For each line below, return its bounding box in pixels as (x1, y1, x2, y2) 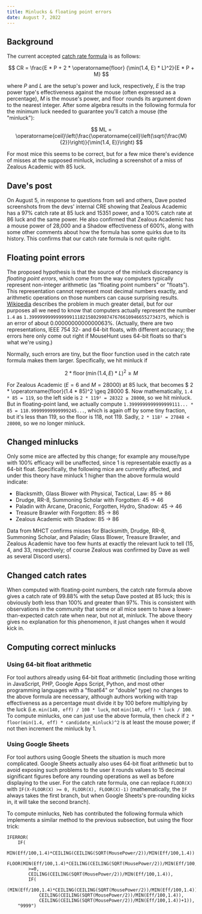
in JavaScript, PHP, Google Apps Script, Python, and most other (7, 680, 165, 687)
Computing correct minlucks (7, 642, 116, 652)
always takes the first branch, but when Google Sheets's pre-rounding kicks (7, 792, 195, 799)
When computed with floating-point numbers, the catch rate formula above (7, 586, 192, 593)
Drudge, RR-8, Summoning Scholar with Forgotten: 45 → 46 (15, 496, 164, 504)
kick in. (7, 625, 25, 632)
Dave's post (7, 181, 53, 191)
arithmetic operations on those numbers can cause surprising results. (7, 294, 179, 301)
